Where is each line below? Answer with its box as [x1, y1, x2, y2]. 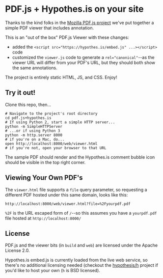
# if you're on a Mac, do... [5, 137, 65, 142]
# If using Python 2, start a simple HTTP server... [5, 119, 115, 125]
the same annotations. [12, 65, 57, 71]
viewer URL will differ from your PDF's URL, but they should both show [12, 59, 156, 65]
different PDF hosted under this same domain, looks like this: [5, 192, 128, 197]
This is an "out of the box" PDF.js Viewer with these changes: [5, 34, 129, 40]
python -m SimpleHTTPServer [5, 124, 63, 129]
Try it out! [5, 88, 36, 97]
